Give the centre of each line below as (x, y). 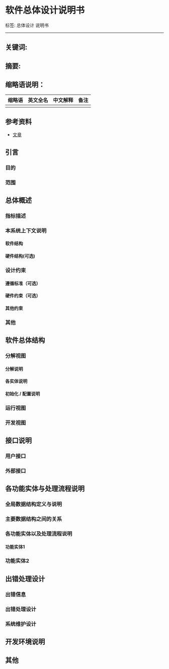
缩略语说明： (25, 85)
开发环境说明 (25, 642)
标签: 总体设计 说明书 (27, 25)
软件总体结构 (25, 340)
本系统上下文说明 (26, 230)
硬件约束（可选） (23, 296)
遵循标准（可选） (23, 283)
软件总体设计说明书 (45, 10)
